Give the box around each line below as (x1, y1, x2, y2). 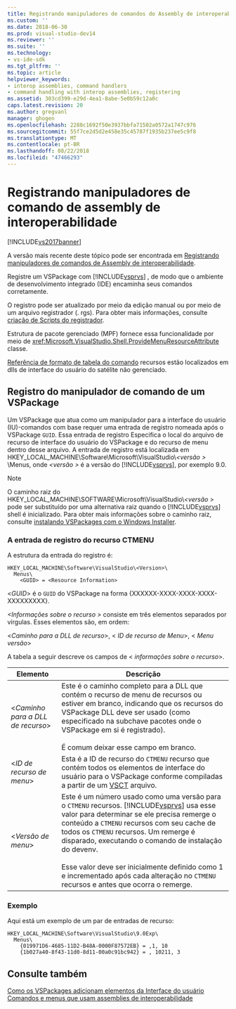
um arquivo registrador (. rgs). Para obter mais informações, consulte (7, 308, 208, 316)
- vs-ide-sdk (7, 56, 46, 63)
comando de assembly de (7, 200, 161, 215)
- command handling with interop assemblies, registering (7, 89, 181, 96)
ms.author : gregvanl (7, 108, 68, 115)
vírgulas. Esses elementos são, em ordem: (7, 617, 130, 626)
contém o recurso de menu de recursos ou (61, 690, 202, 700)
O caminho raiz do (7, 487, 61, 496)
